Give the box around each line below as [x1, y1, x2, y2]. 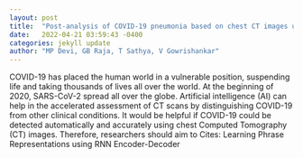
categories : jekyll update [9, 38, 111, 48]
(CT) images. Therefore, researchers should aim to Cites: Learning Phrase [9, 129, 284, 140]
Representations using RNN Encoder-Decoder [9, 139, 180, 150]
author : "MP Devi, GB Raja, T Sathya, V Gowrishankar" [9, 47, 220, 56]
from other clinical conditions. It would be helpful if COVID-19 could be [9, 110, 272, 121]
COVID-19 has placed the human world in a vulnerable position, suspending [9, 71, 290, 82]
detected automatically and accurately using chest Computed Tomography [9, 119, 288, 131]
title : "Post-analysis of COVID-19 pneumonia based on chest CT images [9, 22, 289, 31]
